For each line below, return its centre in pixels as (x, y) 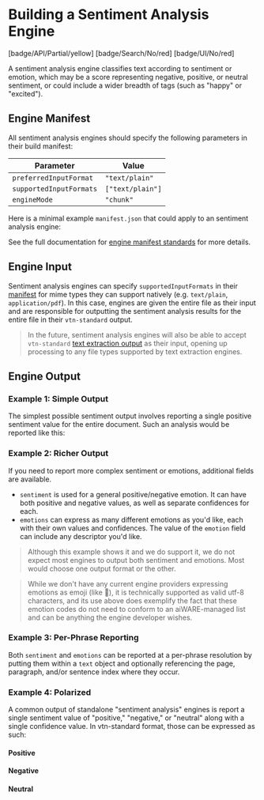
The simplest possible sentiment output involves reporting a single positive (130, 416)
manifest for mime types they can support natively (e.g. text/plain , (118, 294)
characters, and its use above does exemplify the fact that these (132, 600)
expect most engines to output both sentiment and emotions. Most (136, 560)
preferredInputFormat (53, 178)
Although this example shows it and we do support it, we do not (131, 552)
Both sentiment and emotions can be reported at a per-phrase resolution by (130, 655)
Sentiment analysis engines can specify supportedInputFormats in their (123, 285)
